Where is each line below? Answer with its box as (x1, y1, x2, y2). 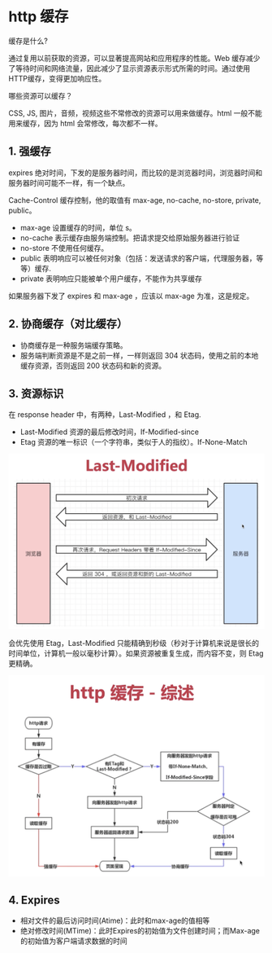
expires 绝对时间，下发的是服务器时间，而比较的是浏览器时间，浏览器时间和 (8, 168, 262, 178)
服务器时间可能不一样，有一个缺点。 (8, 178, 130, 187)
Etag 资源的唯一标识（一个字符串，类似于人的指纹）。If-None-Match (19, 437, 248, 447)
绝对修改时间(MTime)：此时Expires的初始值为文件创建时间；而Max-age (19, 925, 261, 935)
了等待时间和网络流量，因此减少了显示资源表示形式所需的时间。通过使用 (8, 63, 250, 73)
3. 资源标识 (8, 386, 64, 400)
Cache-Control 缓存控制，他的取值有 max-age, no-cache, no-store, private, (8, 195, 261, 204)
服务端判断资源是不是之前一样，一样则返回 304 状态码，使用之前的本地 (19, 350, 259, 360)
